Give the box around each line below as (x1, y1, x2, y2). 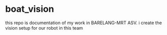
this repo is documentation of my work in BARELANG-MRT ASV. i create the (5, 20, 162, 26)
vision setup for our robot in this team (5, 25, 83, 31)
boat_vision (5, 3, 54, 15)
